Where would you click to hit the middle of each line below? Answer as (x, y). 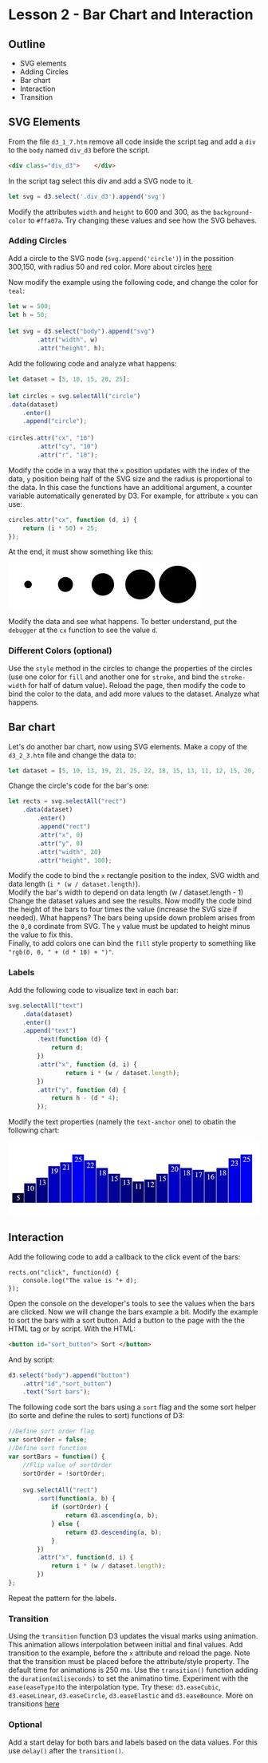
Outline (27, 44)
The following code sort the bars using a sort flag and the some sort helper (132, 1407)
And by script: (31, 1359)
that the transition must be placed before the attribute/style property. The (129, 1662)
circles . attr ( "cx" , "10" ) (51, 438)
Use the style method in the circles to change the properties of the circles (130, 668)
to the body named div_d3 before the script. (79, 150)
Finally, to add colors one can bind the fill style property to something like (132, 943)
